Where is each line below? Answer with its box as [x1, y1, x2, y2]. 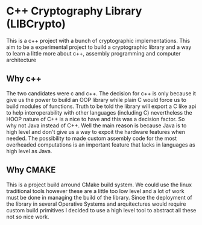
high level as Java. [6, 147, 52, 154]
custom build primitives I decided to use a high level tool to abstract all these [6, 206, 197, 214]
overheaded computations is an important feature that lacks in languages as [6, 141, 195, 148]
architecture [6, 56, 37, 63]
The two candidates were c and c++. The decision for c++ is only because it [6, 89, 196, 97]
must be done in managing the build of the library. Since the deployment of [6, 194, 193, 201]
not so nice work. [6, 213, 49, 220]
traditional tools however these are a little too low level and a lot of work [6, 187, 185, 194]
